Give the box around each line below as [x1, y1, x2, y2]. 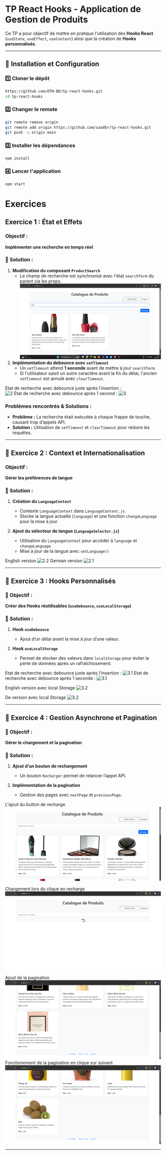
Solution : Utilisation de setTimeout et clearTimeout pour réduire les [12, 425, 150, 431]
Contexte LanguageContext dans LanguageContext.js [19, 508, 125, 514]
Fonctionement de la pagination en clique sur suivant [5, 1059, 113, 1065]
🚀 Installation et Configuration [5, 60, 100, 68]
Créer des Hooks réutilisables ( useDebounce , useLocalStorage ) [5, 603, 131, 609]
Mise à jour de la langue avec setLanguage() [19, 548, 110, 554]
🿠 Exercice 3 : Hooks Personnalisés [5, 577, 116, 585]
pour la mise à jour [19, 519, 58, 525]
